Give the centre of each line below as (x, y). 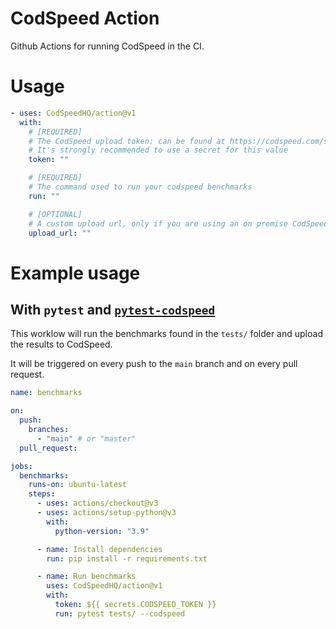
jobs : (21, 466)
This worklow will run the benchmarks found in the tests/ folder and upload (166, 334)
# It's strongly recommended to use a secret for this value (158, 150)
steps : (42, 494)
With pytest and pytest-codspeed (113, 309)
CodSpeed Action (85, 18)
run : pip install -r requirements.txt (127, 558)
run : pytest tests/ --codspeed (120, 613)
